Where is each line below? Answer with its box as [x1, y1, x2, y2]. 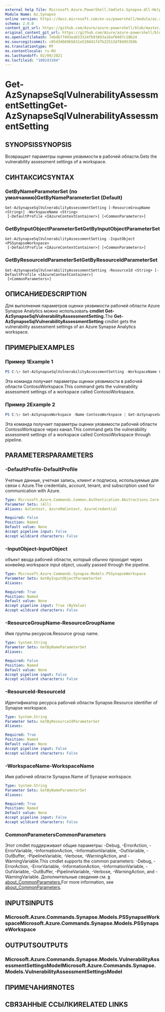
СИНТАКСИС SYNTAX [5, 173, 75, 182]
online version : [5, 16, 38, 21]
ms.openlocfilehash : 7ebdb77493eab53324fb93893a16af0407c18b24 [5, 35, 137, 40]
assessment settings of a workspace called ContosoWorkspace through [5, 432, 151, 438]
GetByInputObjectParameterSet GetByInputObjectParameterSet [5, 225, 160, 232]
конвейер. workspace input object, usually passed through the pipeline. [5, 562, 150, 568]
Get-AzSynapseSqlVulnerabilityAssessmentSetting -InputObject [5, 236, 135, 242]
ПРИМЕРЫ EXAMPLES [5, 343, 75, 352]
